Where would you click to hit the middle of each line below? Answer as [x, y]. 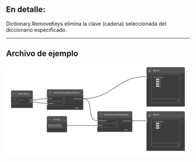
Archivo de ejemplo [42, 54]
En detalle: [26, 10]
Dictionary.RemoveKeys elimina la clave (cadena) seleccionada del [86, 23]
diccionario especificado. [36, 30]
